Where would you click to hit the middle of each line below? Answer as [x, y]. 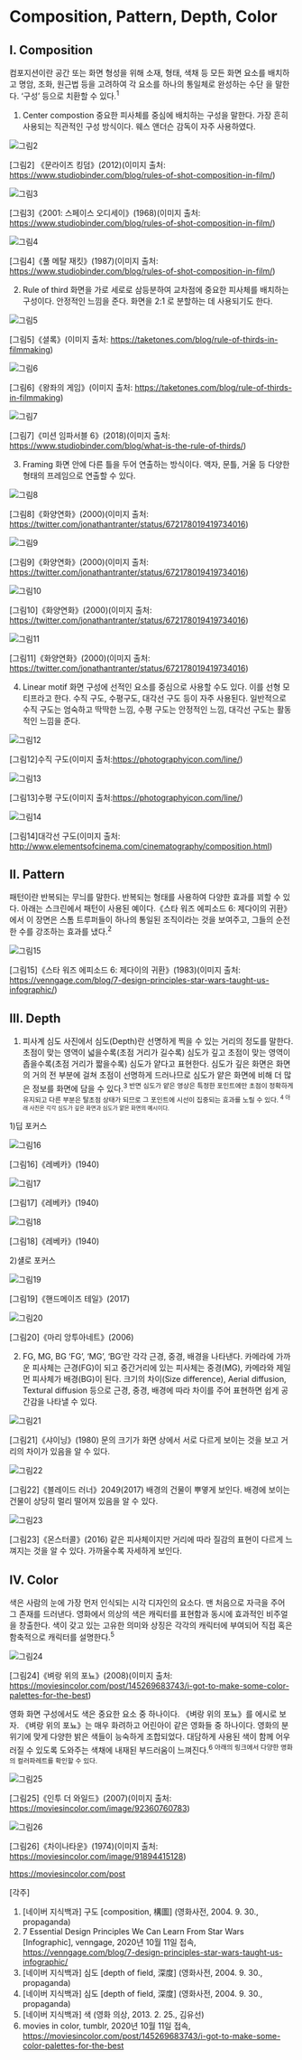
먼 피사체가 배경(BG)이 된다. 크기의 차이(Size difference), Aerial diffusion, [154, 1379]
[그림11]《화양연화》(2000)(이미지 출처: [80, 658]
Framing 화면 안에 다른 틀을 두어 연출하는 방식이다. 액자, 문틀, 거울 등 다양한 [156, 464]
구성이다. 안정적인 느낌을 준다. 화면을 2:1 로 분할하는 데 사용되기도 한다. [147, 301]
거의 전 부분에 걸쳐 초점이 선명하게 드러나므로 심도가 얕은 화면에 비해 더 [157, 1075]
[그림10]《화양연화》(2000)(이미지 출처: [81, 610]
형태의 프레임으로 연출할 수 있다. [79, 475]
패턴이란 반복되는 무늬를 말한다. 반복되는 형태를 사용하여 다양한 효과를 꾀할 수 [145, 898]
